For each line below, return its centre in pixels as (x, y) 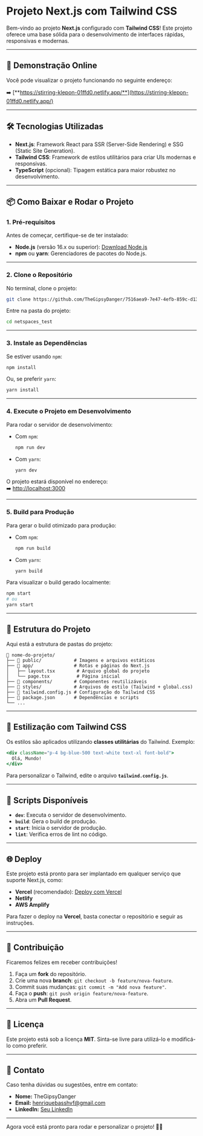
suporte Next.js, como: (35, 880)
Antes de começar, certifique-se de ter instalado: (67, 235)
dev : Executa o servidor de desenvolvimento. (71, 815)
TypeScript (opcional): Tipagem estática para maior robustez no (95, 170)
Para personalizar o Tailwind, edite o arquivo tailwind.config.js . (87, 776)
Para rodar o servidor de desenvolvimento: (60, 424)
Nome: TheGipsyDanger (46, 1097)
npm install (21, 367)
